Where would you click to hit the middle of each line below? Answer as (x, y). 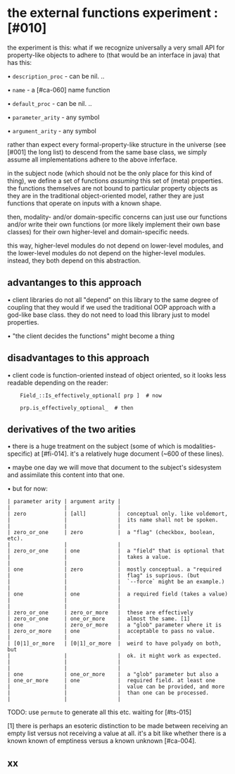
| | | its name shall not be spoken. (113, 520)
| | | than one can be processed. (108, 693)
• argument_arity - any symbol (52, 131)
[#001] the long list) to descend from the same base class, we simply (107, 152)
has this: (20, 62)
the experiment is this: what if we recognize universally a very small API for (116, 47)
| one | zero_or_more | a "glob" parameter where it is (114, 625)
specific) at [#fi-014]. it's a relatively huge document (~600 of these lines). (115, 454)
